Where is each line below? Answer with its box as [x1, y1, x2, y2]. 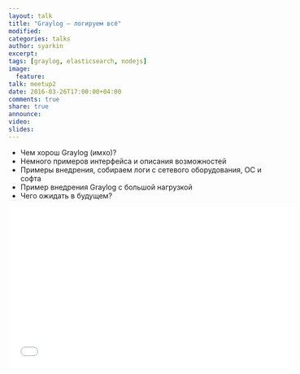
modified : [8, 27, 42, 35]
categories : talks [8, 34, 71, 43]
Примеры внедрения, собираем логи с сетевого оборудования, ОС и [20, 164, 262, 175]
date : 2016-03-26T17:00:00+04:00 [8, 87, 122, 96]
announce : [8, 111, 42, 119]
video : [8, 118, 31, 126]
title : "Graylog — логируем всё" [8, 20, 122, 28]
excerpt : [8, 50, 38, 58]
